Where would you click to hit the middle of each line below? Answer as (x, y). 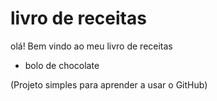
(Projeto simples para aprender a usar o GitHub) (109, 84)
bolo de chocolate (62, 65)
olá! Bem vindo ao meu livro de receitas (91, 46)
